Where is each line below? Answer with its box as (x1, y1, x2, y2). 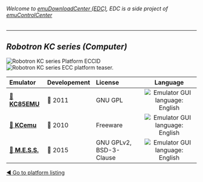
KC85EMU (9, 100, 40, 108)
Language (154, 79, 184, 87)
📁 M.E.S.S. (9, 146, 39, 154)
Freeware (95, 121, 123, 129)
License (95, 79, 120, 87)
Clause (95, 154, 116, 162)
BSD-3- (95, 146, 120, 154)
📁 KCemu (9, 121, 37, 129)
